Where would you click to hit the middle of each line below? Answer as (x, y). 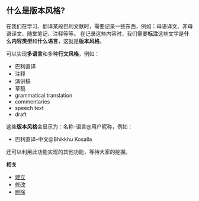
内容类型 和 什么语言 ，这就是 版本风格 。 (58, 41)
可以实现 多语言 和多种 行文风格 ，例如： (53, 54)
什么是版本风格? (36, 11)
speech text (29, 108)
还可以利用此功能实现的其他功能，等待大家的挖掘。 (68, 152)
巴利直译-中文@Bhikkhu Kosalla (53, 139)
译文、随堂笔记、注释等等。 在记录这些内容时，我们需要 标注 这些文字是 (97, 33)
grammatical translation (44, 95)
